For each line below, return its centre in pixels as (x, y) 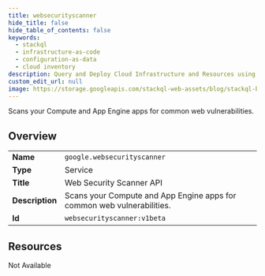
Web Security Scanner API (114, 183)
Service (78, 170)
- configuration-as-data (56, 60)
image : (19, 89)
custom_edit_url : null (45, 81)
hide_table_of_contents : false (60, 30)
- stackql (31, 45)
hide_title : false (38, 23)
